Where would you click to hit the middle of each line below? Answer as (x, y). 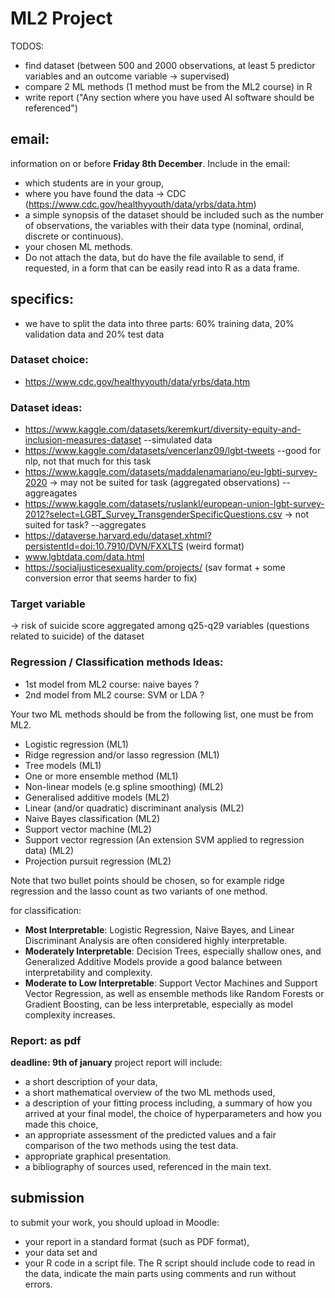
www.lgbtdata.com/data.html (84, 557)
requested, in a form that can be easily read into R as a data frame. (162, 268)
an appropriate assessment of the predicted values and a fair (150, 1135)
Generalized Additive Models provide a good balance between (153, 961)
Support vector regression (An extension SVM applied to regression (164, 839)
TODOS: (27, 46)
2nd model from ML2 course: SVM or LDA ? (114, 694)
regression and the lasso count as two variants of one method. (139, 891)
